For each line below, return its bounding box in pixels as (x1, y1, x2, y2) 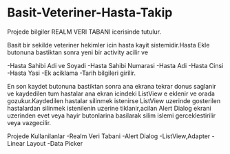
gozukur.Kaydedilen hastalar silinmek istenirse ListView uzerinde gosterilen (7, 96, 221, 104)
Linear (7, 139, 25, 147)
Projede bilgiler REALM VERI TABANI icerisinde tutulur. (7, 27, 162, 36)
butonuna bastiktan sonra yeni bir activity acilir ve (7, 48, 149, 56)
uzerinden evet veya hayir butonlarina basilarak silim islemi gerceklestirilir (7, 111, 216, 120)
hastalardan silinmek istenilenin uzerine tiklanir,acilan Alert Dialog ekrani (7, 104, 211, 112)
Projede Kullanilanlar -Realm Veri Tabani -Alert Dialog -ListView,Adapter (7, 132, 211, 140)
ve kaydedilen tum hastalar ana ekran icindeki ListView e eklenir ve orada (7, 89, 216, 98)
